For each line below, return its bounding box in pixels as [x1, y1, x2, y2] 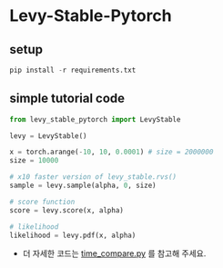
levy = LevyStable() [9, 131, 88, 141]
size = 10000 [9, 156, 59, 165]
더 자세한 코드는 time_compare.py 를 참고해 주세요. [22, 248, 207, 259]
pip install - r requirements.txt [9, 65, 137, 74]
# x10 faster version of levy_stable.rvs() [9, 173, 177, 182]
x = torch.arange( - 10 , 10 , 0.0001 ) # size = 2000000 [9, 147, 214, 157]
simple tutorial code [9, 91, 126, 106]
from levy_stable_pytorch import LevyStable [9, 114, 181, 124]
